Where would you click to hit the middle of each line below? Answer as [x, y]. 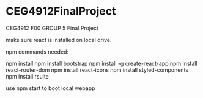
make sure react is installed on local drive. [59, 40]
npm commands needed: [37, 51]
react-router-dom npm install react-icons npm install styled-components [97, 70]
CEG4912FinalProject [61, 11]
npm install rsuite [28, 76]
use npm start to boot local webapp [50, 88]
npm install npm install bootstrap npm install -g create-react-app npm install [102, 63]
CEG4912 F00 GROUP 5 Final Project [52, 28]
